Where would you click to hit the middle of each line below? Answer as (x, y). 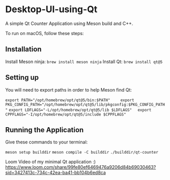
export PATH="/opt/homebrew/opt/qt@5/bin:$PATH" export (70, 100)
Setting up (22, 78)
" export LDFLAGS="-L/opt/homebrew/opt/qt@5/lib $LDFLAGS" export (78, 110)
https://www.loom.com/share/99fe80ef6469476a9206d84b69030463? (81, 167)
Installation (23, 49)
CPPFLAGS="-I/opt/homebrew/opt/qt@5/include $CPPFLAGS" (66, 114)
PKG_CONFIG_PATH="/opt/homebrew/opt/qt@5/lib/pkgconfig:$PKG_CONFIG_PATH (85, 104)
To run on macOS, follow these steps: (45, 33)
